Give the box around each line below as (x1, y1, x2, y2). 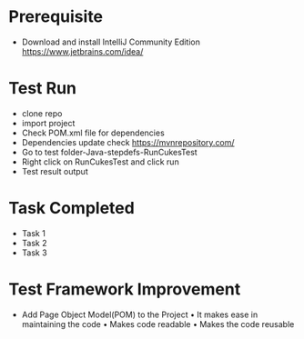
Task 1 (21, 227, 46, 238)
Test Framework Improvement (8, 279, 241, 299)
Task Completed (8, 198, 136, 219)
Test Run (8, 78, 76, 99)
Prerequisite (8, 6, 104, 27)
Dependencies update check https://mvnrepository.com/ (21, 136, 235, 147)
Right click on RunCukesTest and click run (21, 156, 179, 167)
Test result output (21, 165, 88, 176)
